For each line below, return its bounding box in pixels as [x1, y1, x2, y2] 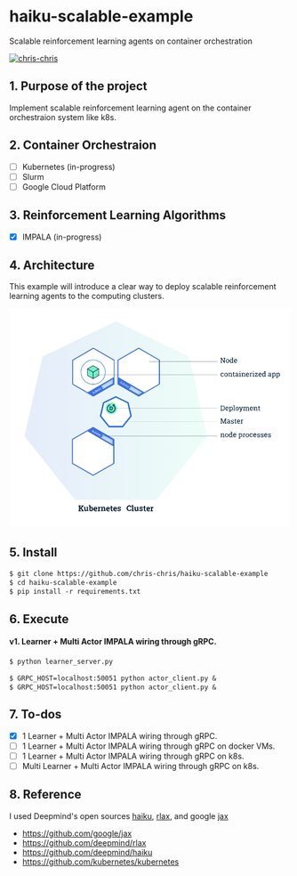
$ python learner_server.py [9, 657, 114, 666]
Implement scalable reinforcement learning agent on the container [9, 102, 252, 113]
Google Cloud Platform [21, 181, 107, 192]
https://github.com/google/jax [21, 828, 132, 839]
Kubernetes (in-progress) [21, 161, 116, 172]
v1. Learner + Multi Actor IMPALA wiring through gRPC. [9, 637, 217, 647]
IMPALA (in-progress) [21, 231, 102, 242]
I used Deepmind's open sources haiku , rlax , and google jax [9, 810, 229, 821]
